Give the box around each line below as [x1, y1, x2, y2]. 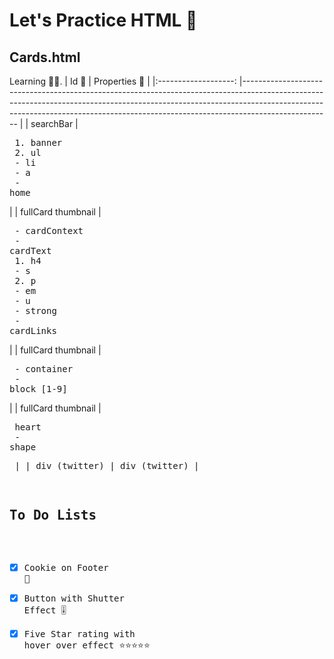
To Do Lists [9, 507, 97, 524]
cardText [9, 245, 52, 256]
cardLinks [9, 325, 57, 336]
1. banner [14, 137, 63, 148]
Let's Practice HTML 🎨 [9, 9, 198, 32]
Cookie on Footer [23, 562, 109, 573]
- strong [14, 305, 57, 316]
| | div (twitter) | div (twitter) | [14, 460, 200, 471]
